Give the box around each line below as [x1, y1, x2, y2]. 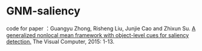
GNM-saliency [6, 4, 80, 18]
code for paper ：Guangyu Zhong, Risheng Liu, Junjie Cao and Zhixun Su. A [6, 25, 196, 32]
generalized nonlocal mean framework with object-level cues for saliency [6, 31, 189, 38]
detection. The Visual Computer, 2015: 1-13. [6, 38, 115, 45]
